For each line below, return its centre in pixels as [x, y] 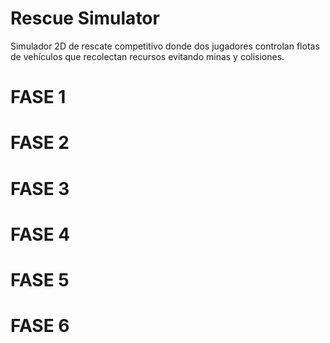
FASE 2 [40, 143]
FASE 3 [40, 188]
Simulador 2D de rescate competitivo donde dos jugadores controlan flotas [165, 46]
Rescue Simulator [85, 18]
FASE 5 [40, 279]
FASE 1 [38, 97]
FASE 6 [40, 326]
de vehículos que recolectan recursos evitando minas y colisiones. [147, 56]
